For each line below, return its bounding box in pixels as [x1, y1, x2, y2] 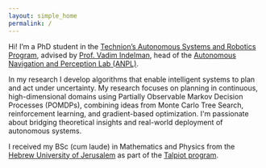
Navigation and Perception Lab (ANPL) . [8, 58, 139, 69]
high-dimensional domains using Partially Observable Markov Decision [8, 91, 243, 101]
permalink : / [8, 19, 52, 27]
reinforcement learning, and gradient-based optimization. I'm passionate [8, 108, 249, 118]
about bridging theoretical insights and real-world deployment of [8, 117, 223, 127]
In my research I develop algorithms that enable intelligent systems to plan [8, 74, 256, 84]
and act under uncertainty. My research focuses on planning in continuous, [8, 82, 258, 93]
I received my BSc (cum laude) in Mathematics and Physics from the [8, 141, 235, 151]
